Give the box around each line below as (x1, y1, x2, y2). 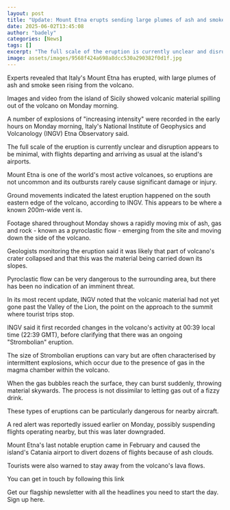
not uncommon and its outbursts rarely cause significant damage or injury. (7, 178, 218, 186)
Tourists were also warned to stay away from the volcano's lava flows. (7, 461, 205, 470)
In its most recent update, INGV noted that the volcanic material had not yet (7, 295, 220, 303)
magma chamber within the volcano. (7, 365, 110, 374)
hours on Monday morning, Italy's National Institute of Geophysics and (7, 121, 207, 130)
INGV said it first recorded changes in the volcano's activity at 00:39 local (7, 323, 216, 332)
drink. (7, 393, 24, 402)
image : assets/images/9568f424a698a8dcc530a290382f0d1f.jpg (7, 55, 183, 62)
